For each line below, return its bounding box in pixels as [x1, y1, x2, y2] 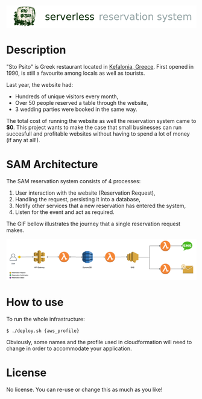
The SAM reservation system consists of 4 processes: [6, 177, 141, 184]
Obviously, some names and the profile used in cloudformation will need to [6, 338, 192, 345]
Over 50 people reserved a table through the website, [14, 99, 149, 106]
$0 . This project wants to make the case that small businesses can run [6, 124, 182, 131]
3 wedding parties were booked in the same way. [14, 105, 137, 113]
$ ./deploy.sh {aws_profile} [6, 328, 80, 334]
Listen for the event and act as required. [14, 208, 115, 216]
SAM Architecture [6, 157, 98, 171]
